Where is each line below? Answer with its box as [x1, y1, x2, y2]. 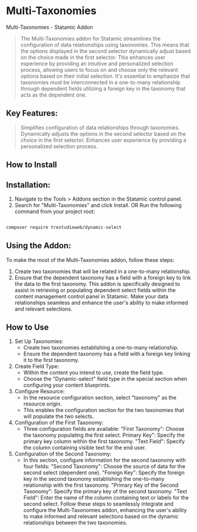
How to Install [6, 160, 57, 170]
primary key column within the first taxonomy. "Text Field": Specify [23, 438, 185, 445]
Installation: [6, 179, 51, 189]
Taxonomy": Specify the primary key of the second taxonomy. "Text [23, 488, 188, 495]
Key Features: [6, 108, 58, 118]
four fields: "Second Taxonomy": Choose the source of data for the [23, 463, 186, 470]
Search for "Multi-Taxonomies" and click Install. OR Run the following [14, 201, 182, 208]
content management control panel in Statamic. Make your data [14, 292, 169, 300]
